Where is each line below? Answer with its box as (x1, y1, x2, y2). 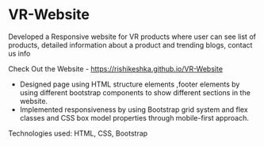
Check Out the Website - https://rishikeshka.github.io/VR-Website (8, 63, 224, 73)
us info (8, 48, 31, 58)
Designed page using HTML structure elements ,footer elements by (19, 79, 240, 89)
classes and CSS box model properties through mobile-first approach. (19, 113, 250, 122)
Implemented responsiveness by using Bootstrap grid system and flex (19, 105, 248, 114)
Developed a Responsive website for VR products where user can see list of (8, 32, 256, 41)
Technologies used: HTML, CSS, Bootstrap (8, 129, 148, 138)
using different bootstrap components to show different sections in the (19, 87, 251, 97)
